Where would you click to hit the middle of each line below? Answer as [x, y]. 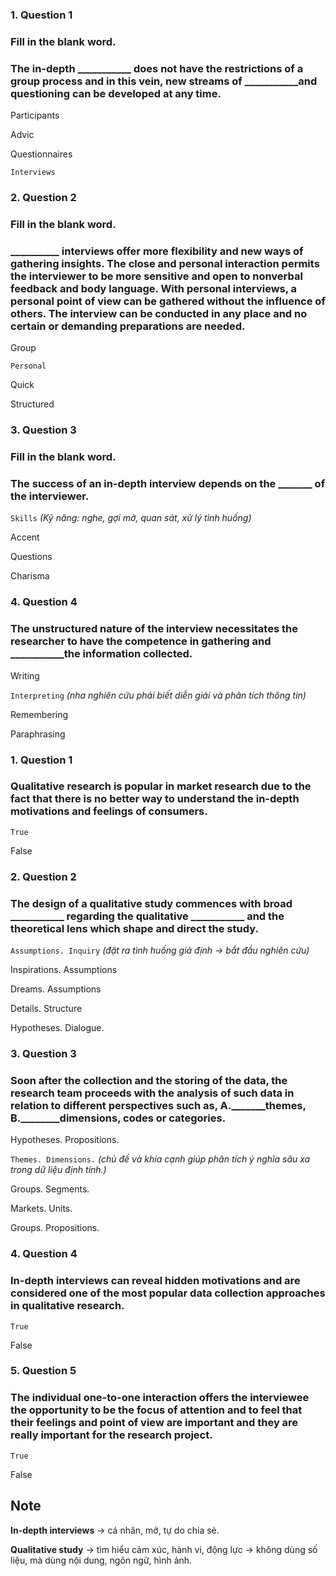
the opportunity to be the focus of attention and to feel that [156, 1410]
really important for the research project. [111, 1435]
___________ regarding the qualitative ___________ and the [147, 916]
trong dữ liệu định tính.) [58, 1170]
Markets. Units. [41, 1209]
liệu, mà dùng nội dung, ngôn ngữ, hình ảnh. [101, 1560]
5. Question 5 [43, 1371]
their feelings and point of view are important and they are [154, 1423]
